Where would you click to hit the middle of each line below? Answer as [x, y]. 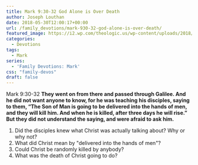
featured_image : [26, 34]
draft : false [22, 77]
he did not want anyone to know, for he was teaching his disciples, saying [98, 100]
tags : [13, 50]
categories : [21, 39]
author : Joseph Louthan [35, 17]
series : [16, 61]
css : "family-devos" [32, 72]
